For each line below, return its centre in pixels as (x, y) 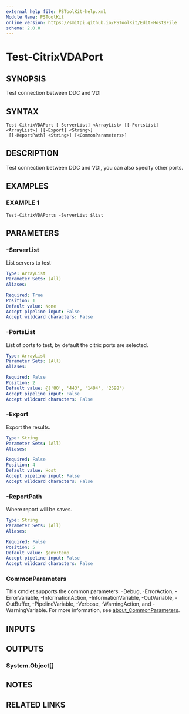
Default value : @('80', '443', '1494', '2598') (65, 388)
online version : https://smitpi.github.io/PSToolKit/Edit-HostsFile (92, 22)
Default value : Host (31, 471)
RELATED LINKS (36, 705)
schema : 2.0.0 (23, 28)
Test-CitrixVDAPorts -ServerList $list (55, 215)
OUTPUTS (25, 649)
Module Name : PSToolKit (35, 17)
